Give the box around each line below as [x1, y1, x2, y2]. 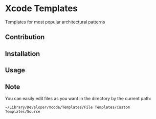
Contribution [5, 33, 45, 41]
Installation [5, 50, 40, 58]
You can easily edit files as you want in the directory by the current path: [5, 95, 152, 101]
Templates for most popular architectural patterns [5, 19, 105, 25]
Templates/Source [5, 109, 41, 114]
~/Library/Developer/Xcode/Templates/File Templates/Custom [5, 105, 131, 110]
